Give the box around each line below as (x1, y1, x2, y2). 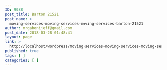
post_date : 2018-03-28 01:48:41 (5, 30, 72, 35)
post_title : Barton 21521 (5, 12, 59, 17)
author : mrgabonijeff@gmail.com (5, 26, 72, 31)
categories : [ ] (5, 58, 39, 63)
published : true (5, 48, 39, 53)
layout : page (5, 35, 32, 40)
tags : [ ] (5, 53, 26, 58)
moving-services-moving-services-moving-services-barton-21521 (9, 21, 143, 26)
